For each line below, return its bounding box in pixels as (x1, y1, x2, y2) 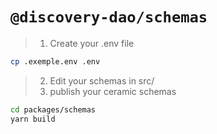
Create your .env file (49, 37, 135, 49)
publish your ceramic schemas (49, 85, 177, 97)
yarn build (10, 114, 56, 124)
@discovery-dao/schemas (10, 8, 208, 27)
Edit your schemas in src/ (49, 74, 155, 87)
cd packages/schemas (10, 104, 97, 115)
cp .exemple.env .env (10, 56, 101, 67)
